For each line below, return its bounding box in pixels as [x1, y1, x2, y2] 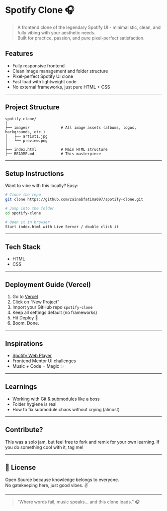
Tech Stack [5, 243, 41, 252]
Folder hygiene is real [12, 401, 57, 407]
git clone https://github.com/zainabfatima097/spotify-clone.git [5, 197, 143, 202]
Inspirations [5, 339, 43, 348]
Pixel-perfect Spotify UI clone [12, 73, 74, 79]
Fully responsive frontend [12, 62, 65, 68]
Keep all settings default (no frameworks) [12, 309, 97, 315]
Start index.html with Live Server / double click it [5, 224, 119, 229]
